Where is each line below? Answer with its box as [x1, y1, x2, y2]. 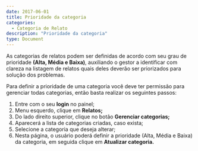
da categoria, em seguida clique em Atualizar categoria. [14, 139, 155, 145]
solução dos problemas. [6, 72, 65, 78]
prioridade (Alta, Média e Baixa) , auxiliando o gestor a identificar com [6, 59, 178, 66]
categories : [6, 20, 36, 25]
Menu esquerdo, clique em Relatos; [14, 107, 103, 114]
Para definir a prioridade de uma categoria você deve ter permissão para [6, 83, 185, 89]
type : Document [6, 36, 44, 42]
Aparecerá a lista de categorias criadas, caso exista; [14, 120, 144, 126]
